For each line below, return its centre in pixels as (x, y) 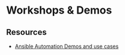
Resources (26, 32)
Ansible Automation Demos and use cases (67, 46)
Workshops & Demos (59, 10)
